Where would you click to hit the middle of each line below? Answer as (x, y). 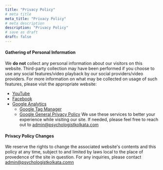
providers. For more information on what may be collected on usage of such (81, 79)
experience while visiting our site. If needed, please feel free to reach (89, 120)
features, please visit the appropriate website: (51, 84)
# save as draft (21, 32)
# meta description (25, 23)
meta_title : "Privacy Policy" (36, 19)
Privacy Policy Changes (30, 136)
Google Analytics (29, 104)
